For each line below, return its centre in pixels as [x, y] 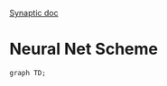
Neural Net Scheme [84, 49]
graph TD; [28, 73]
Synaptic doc [34, 13]
